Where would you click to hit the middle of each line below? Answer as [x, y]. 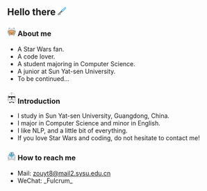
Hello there [32, 12]
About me [34, 33]
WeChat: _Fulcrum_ [45, 181]
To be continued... [43, 78]
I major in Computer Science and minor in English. [89, 123]
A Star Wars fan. [41, 49]
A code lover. [36, 56]
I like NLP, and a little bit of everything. [72, 131]
